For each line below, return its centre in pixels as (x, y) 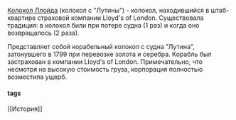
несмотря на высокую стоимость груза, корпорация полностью (105, 69)
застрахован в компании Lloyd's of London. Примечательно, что (105, 62)
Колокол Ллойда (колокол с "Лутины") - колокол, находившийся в (108, 10)
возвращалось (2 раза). (43, 33)
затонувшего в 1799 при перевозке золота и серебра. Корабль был (109, 54)
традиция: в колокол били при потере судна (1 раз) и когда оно (103, 25)
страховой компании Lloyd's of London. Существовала (120, 18)
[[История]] (25, 109)
